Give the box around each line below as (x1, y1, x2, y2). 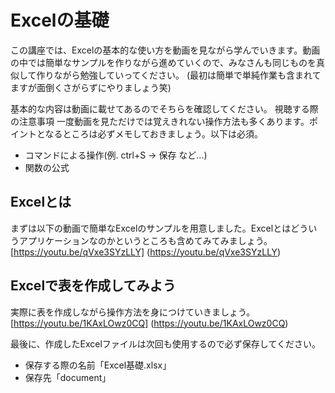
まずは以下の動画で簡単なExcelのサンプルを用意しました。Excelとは (10, 222, 292, 234)
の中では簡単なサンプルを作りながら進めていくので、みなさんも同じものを (10, 56, 317, 68)
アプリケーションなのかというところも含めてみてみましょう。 (18, 234, 273, 246)
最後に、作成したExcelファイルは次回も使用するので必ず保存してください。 (10, 337, 322, 350)
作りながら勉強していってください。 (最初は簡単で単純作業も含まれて (36, 69, 322, 81)
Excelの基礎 (10, 9, 110, 32)
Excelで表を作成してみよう (10, 277, 177, 295)
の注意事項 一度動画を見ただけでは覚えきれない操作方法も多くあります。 (10, 115, 310, 127)
